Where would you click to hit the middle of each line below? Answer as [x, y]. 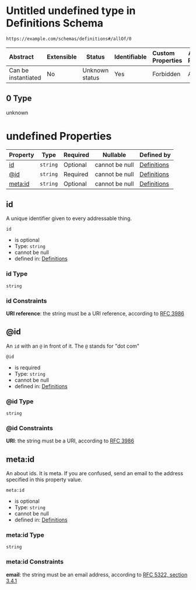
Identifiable [130, 57]
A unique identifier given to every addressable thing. [69, 218]
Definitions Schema [55, 23]
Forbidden [167, 74]
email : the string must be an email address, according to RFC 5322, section [97, 574]
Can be [19, 70]
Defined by [155, 155]
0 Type [19, 99]
